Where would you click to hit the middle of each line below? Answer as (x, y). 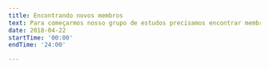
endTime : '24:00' (37, 45)
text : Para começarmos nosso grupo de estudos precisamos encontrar (125, 23)
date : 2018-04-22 (37, 30)
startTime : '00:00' (41, 38)
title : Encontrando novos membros (66, 15)
